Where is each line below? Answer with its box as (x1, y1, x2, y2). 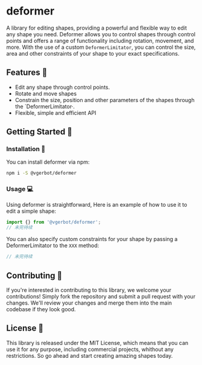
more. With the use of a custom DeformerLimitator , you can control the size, (6, 44, 196, 51)
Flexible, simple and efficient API (14, 109, 96, 116)
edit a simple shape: (6, 207, 56, 215)
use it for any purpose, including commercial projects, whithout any (6, 346, 174, 353)
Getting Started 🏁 (6, 127, 73, 137)
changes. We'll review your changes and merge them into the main (6, 299, 172, 306)
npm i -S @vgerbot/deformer (6, 170, 77, 176)
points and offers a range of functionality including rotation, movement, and (6, 37, 194, 44)
